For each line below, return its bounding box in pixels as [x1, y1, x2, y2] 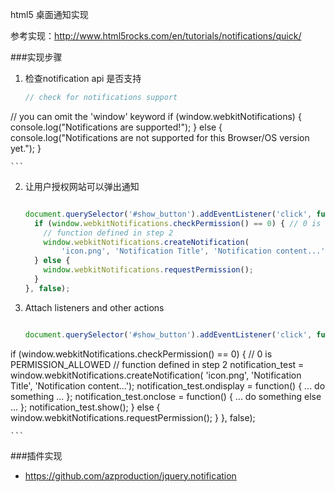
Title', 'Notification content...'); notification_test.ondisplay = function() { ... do [10, 379, 326, 392]
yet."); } [10, 142, 42, 154]
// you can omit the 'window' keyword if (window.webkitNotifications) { [10, 110, 302, 122]
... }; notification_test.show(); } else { [10, 401, 161, 413]
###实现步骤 [10, 51, 63, 63]
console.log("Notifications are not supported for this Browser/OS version [10, 131, 310, 143]
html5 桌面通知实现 [10, 9, 89, 20]
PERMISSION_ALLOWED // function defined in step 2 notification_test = [10, 358, 305, 370]
